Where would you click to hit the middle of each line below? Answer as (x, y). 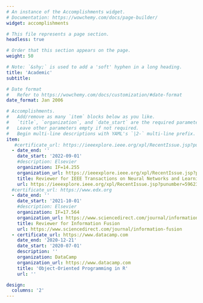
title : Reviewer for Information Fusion (69, 223)
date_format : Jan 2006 (35, 100)
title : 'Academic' (29, 72)
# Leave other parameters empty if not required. (72, 128)
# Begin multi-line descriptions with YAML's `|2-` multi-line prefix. (101, 133)
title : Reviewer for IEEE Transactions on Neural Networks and (98, 179)
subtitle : (19, 78)
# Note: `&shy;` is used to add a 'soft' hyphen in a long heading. (94, 67)
